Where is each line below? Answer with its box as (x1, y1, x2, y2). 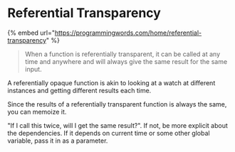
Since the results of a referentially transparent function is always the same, (7, 99, 227, 108)
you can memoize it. (7, 107, 67, 116)
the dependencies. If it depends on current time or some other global (7, 129, 210, 137)
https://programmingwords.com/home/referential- (54, 28, 202, 37)
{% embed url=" (7, 28, 56, 37)
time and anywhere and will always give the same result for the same (24, 57, 228, 65)
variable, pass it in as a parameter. (7, 136, 108, 145)
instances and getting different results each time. (7, 86, 152, 94)
